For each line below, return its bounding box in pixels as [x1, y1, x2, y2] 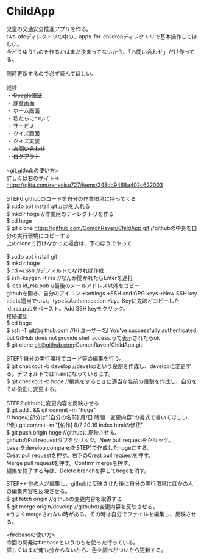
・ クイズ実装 [6, 137, 40, 145]
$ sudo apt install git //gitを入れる [6, 203, 90, 210]
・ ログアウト [6, 153, 40, 160]
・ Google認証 [6, 92, 43, 99]
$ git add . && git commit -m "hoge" [6, 406, 96, 413]
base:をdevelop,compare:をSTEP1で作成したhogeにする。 [6, 444, 153, 451]
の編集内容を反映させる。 [6, 487, 71, 495]
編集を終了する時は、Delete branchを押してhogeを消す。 [6, 467, 150, 474]
